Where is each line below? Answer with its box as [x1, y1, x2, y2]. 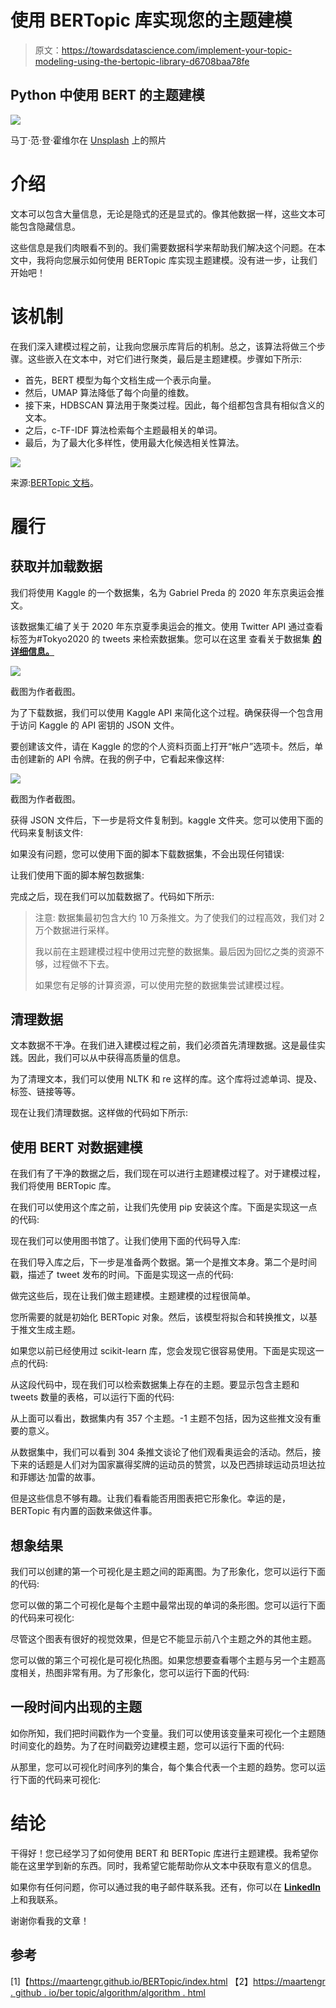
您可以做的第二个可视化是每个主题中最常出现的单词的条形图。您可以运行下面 [10, 1599, 326, 1611]
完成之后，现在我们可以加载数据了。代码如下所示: [10, 890, 215, 902]
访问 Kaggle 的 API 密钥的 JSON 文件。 [18, 719, 180, 731]
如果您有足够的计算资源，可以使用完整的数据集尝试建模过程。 [34, 979, 290, 991]
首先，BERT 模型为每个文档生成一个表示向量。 [24, 374, 217, 386]
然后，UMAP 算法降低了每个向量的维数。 [24, 386, 195, 398]
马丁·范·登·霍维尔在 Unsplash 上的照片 [10, 134, 167, 146]
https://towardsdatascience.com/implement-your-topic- [61, 44, 293, 56]
